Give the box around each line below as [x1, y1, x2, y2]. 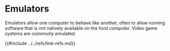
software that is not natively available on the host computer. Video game [5, 25, 157, 31]
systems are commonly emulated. [5, 30, 76, 36]
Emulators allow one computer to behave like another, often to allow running [5, 20, 165, 26]
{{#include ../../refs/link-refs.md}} [5, 40, 75, 46]
